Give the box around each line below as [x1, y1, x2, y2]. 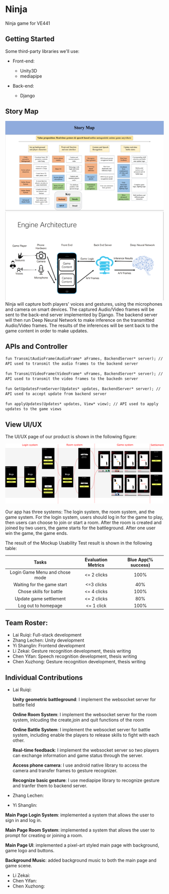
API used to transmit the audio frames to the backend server [5, 361, 138, 366]
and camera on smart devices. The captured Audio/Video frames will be [5, 306, 154, 312]
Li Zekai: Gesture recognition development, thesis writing [12, 648, 131, 654]
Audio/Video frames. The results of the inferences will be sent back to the [5, 322, 158, 328]
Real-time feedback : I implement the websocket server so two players [12, 747, 159, 753]
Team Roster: [5, 618, 48, 627]
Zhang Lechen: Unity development [12, 637, 84, 643]
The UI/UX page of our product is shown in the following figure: [5, 434, 137, 440]
